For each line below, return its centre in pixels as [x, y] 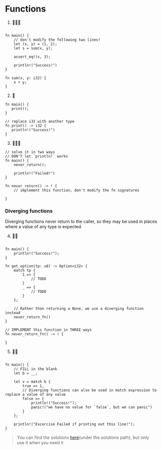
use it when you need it [40, 443]
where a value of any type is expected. [44, 227]
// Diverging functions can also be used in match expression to [90, 390]
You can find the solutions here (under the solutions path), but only [83, 437]
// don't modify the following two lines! [57, 40]
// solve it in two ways [30, 152]
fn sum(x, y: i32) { [26, 78]
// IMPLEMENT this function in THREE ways [48, 330]
